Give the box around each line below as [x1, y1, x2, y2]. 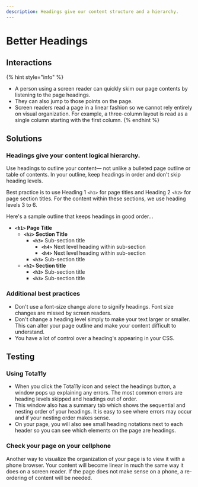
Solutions [6, 134, 43, 144]
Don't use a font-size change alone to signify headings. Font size [14, 303, 174, 310]
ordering [6, 474, 27, 481]
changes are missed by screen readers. [14, 309, 112, 316]
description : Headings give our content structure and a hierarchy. [6, 8, 179, 15]
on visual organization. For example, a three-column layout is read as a [14, 110, 188, 117]
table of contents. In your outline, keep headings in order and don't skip [6, 171, 181, 178]
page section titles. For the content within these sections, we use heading [6, 195, 186, 202]
